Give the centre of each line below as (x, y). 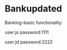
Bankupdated (33, 9)
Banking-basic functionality (33, 22)
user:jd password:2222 (29, 42)
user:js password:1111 (27, 32)
